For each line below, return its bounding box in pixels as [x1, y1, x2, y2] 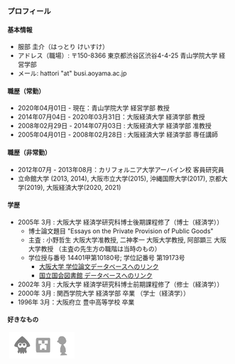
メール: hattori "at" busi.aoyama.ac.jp [17, 69, 127, 77]
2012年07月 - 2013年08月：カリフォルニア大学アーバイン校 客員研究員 [17, 165, 225, 173]
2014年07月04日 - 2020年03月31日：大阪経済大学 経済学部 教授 [17, 112, 206, 122]
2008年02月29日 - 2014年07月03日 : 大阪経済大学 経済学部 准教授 [17, 122, 212, 130]
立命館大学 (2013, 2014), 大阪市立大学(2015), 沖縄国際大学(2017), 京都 [17, 174, 222, 183]
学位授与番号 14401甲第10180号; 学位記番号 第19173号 [28, 253, 186, 262]
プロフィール [7, 6, 51, 16]
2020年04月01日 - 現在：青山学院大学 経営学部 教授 [17, 104, 170, 112]
